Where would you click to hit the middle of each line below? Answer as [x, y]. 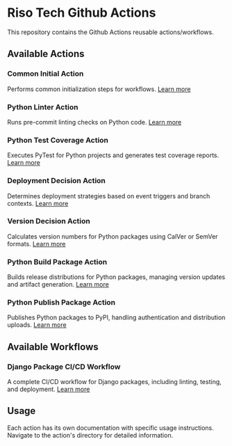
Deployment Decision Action [57, 181]
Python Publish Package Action [61, 303]
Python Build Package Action [57, 262]
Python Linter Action [43, 107]
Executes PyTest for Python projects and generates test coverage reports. [113, 155]
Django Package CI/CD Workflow [64, 367]
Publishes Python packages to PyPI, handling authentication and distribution [116, 317]
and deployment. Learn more [49, 389]
